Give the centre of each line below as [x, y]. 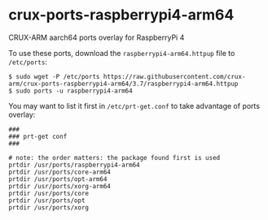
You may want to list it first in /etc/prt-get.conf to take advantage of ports [134, 106]
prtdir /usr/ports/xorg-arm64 [60, 186]
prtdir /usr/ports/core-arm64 [60, 172]
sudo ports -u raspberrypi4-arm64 [74, 91]
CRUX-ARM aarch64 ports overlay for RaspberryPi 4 [97, 37]
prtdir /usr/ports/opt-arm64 [58, 179]
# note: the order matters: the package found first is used [114, 157]
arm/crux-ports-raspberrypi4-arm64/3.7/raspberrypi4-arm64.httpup [123, 84]
